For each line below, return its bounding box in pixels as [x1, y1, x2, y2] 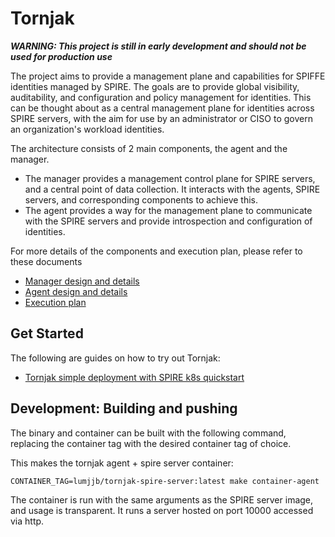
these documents [10, 255, 83, 267]
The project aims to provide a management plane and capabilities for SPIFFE [10, 70, 326, 82]
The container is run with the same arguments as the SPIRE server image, [10, 493, 314, 506]
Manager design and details [24, 275, 140, 287]
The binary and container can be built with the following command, [10, 427, 287, 439]
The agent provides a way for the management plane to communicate [24, 204, 313, 216]
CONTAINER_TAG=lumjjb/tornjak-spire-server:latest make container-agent [10, 476, 320, 486]
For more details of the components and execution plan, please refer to [10, 245, 303, 257]
